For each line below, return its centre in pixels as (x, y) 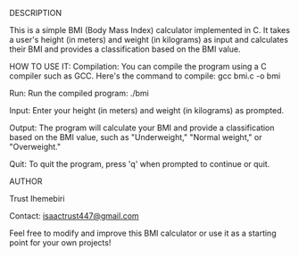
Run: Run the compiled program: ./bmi (79, 93)
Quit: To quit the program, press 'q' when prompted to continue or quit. (140, 164)
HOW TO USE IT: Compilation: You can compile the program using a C (138, 66)
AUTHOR (26, 181)
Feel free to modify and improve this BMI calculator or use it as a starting (143, 233)
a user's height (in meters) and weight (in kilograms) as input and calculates (149, 40)
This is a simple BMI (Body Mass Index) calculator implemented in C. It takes (149, 30)
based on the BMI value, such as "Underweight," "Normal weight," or (136, 137)
